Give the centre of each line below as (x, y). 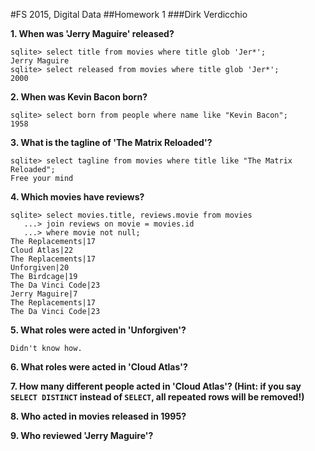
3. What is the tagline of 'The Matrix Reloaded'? (111, 142)
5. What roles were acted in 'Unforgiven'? (98, 330)
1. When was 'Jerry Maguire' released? (92, 33)
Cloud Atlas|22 (42, 250)
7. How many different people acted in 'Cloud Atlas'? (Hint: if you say (156, 386)
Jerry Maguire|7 (44, 294)
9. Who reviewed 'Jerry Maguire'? (82, 435)
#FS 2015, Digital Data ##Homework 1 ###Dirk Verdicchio (129, 14)
